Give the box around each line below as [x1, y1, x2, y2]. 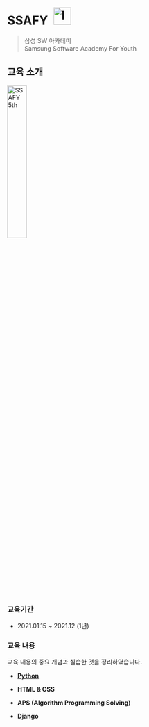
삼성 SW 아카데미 [24, 36, 71, 44]
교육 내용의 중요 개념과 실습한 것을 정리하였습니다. [7, 657, 143, 667]
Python [17, 671, 40, 680]
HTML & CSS [17, 685, 55, 694]
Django [17, 712, 39, 721]
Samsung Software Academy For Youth [24, 44, 137, 52]
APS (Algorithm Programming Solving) [17, 699, 131, 707]
